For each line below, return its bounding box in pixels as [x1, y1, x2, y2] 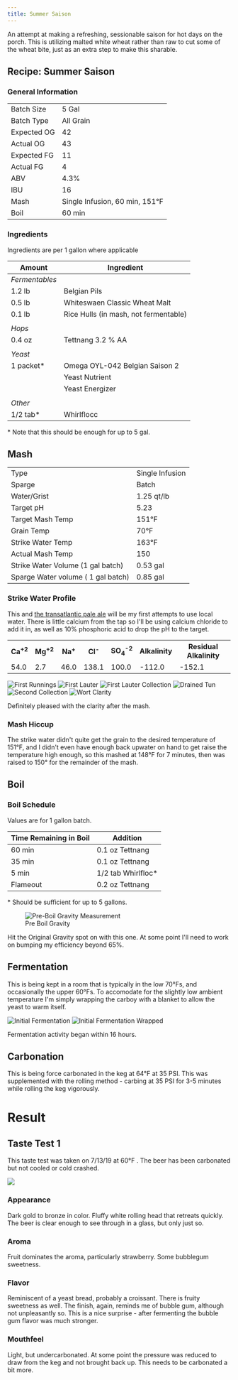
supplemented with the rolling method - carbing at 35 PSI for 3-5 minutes [7, 1077, 222, 1085]
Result [7, 1109, 46, 1126]
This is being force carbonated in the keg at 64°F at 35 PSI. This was [7, 1070, 208, 1078]
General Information [7, 87, 79, 97]
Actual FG [11, 162, 44, 172]
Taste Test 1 [7, 1137, 61, 1149]
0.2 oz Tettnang [96, 879, 150, 889]
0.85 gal [136, 572, 164, 582]
